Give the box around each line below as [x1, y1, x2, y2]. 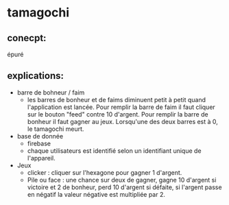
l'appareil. [27, 154, 56, 162]
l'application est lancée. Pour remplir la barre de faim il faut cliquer [27, 103, 216, 111]
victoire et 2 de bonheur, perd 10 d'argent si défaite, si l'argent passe [27, 183, 222, 191]
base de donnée [16, 132, 64, 140]
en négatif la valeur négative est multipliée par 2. [27, 190, 166, 198]
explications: [7, 70, 64, 82]
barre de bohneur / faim [16, 88, 85, 97]
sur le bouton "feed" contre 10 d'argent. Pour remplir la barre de [27, 110, 208, 118]
